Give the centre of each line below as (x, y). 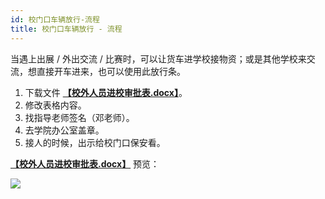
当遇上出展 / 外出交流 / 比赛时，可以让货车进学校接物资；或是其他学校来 (158, 58)
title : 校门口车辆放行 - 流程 (66, 29)
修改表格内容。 (55, 105)
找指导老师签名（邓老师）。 (79, 117)
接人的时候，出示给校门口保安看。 (95, 142)
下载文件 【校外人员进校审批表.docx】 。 (106, 92)
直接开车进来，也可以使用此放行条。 (111, 71)
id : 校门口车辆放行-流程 (55, 19)
